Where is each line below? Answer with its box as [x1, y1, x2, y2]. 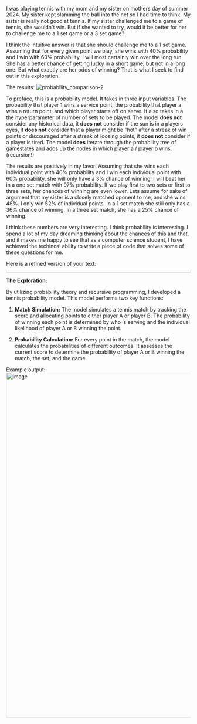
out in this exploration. [6, 73, 60, 79]
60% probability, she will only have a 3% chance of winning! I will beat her [6, 175, 186, 182]
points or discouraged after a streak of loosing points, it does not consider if [6, 133, 191, 140]
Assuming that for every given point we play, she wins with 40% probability [6, 48, 189, 55]
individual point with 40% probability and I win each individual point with [6, 169, 181, 175]
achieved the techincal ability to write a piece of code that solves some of [6, 243, 185, 249]
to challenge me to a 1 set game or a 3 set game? [6, 30, 125, 37]
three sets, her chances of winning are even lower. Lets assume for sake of [6, 188, 188, 194]
